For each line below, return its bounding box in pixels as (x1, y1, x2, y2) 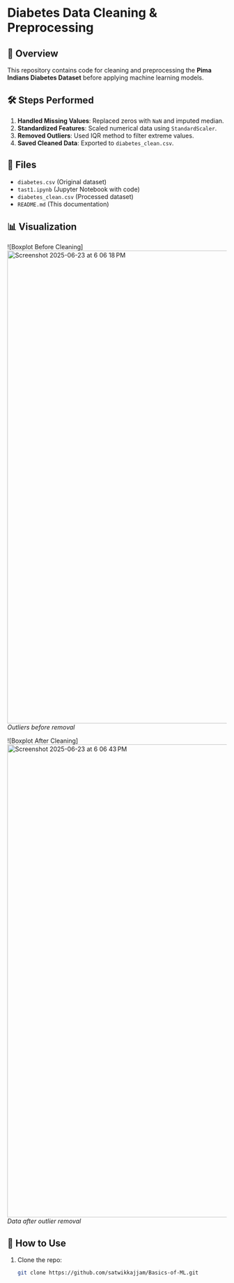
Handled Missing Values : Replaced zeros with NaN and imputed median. (17, 117, 224, 125)
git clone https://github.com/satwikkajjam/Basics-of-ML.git (17, 1269, 199, 1277)
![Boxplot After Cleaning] (7, 736, 79, 745)
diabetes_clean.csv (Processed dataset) (17, 192, 134, 200)
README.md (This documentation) (17, 200, 109, 208)
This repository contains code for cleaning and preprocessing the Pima (7, 66, 212, 74)
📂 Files (7, 159, 37, 171)
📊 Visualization (7, 221, 77, 233)
